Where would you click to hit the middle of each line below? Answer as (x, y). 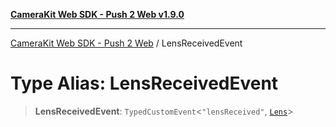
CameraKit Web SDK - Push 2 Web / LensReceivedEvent (126, 43)
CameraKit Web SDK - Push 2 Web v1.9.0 (97, 14)
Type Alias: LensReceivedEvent (144, 83)
